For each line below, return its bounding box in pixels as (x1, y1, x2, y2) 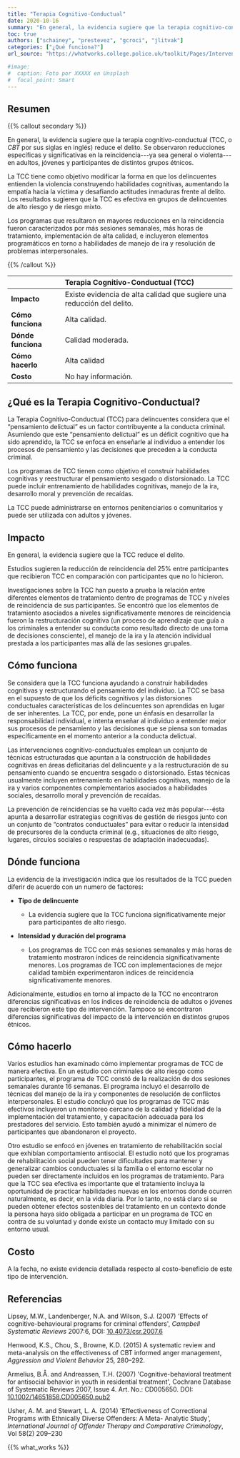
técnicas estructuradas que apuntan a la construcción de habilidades (7, 753, 211, 761)
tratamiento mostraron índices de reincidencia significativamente (28, 952, 220, 961)
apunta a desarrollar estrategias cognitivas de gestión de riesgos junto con (7, 812, 228, 821)
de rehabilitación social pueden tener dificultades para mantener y (7, 1157, 203, 1165)
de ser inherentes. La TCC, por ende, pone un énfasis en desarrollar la (7, 708, 214, 718)
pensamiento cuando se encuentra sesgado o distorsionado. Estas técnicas (7, 768, 231, 777)
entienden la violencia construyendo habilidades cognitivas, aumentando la (7, 180, 229, 188)
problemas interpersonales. (7, 247, 89, 256)
